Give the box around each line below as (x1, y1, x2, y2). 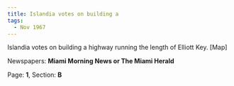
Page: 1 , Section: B (7, 70, 62, 79)
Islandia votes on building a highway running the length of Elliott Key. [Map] (7, 43, 228, 52)
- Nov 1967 (13, 23, 46, 31)
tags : (7, 17, 23, 24)
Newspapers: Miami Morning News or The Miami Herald (7, 57, 175, 65)
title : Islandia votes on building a (7, 10, 119, 18)
